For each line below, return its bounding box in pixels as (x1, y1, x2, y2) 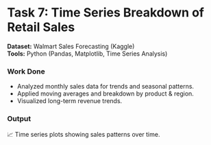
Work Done (7, 67, 46, 76)
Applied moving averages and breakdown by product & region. (16, 89, 194, 98)
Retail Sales (7, 19, 75, 35)
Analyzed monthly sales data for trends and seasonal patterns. (16, 82, 194, 91)
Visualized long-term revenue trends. (16, 97, 123, 105)
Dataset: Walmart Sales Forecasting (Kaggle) (7, 42, 135, 50)
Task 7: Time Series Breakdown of (7, 5, 204, 21)
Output (7, 114, 32, 124)
